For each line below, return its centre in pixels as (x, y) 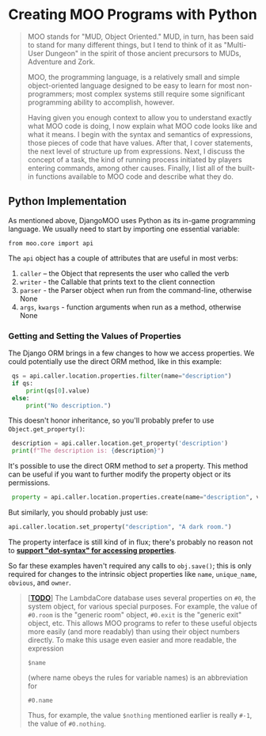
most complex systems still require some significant (161, 93)
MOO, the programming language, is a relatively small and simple (133, 77)
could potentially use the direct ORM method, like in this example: (115, 362)
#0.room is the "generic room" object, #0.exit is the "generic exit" (135, 614)
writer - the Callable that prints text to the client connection (117, 282)
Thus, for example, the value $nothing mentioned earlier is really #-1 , (140, 715)
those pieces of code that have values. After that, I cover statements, (140, 142)
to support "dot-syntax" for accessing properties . (92, 550)
